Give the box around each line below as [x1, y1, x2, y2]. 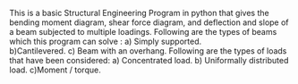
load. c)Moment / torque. [9, 64, 101, 75]
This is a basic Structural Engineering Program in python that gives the [9, 8, 270, 18]
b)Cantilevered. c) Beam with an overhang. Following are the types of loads [9, 46, 287, 56]
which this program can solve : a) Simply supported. [9, 36, 202, 46]
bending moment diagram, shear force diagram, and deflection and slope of [9, 17, 289, 28]
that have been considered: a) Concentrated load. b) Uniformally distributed [9, 55, 289, 65]
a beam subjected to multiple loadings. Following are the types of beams [9, 27, 277, 37]
